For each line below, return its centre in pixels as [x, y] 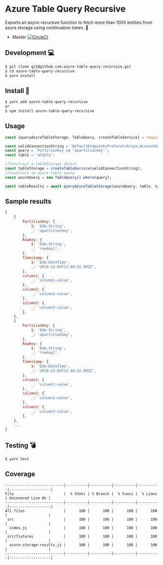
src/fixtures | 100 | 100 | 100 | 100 [82, 536]
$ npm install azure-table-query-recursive [50, 111]
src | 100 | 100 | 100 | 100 [82, 519]
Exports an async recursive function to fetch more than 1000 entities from [79, 22]
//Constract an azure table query [40, 173]
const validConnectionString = [37, 146]
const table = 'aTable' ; [30, 155]
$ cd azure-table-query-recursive [40, 71]
